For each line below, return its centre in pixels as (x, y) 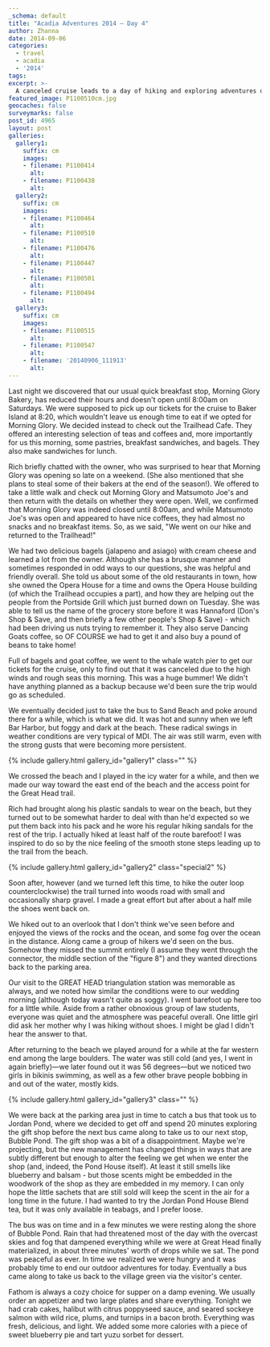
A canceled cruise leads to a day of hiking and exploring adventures (136, 91)
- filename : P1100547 (59, 346)
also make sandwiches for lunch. (63, 451)
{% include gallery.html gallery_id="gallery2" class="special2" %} (117, 867)
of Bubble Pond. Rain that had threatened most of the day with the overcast (133, 1233)
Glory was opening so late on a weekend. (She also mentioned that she (126, 475)
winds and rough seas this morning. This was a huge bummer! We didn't (128, 677)
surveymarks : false (41, 114)
